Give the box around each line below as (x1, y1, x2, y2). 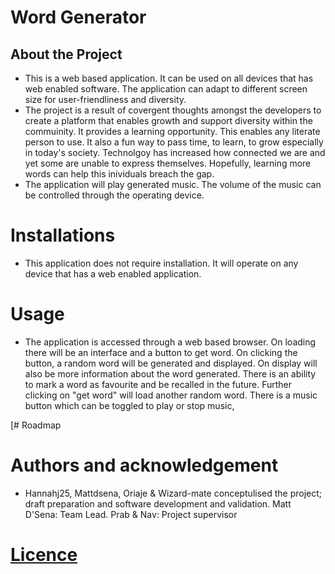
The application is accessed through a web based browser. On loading (24, 336, 317, 348)
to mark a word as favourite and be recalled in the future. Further (24, 378, 293, 390)
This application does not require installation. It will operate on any (24, 257, 299, 269)
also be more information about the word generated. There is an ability (24, 367, 317, 380)
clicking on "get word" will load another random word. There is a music (24, 389, 318, 401)
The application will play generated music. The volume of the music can (24, 179, 322, 190)
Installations (10, 224, 116, 247)
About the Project (10, 46, 123, 63)
